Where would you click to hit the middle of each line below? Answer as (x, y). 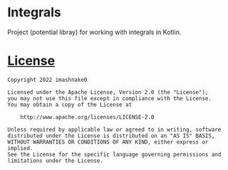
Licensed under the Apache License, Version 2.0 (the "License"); (108, 92)
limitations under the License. (55, 161)
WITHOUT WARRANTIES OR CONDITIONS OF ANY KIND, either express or (108, 142)
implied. (20, 148)
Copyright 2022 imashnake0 (47, 80)
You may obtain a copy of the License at (70, 105)
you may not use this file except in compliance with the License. (110, 98)
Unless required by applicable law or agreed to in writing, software (114, 129)
